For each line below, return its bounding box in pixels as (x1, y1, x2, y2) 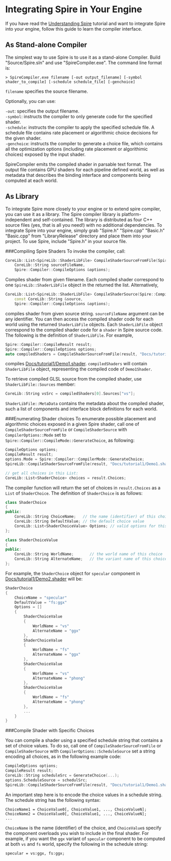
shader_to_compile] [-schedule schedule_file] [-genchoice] (5, 79, 136, 85)
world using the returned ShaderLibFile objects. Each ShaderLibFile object (5, 321, 163, 327)
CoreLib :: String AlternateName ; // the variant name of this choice (14, 556, 167, 561)
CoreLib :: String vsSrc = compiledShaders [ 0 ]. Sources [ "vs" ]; (5, 391, 136, 396)
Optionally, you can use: (5, 98, 56, 104)
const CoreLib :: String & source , (14, 297, 83, 302)
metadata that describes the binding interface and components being (5, 172, 151, 178)
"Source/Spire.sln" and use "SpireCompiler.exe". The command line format (5, 60, 162, 66)
